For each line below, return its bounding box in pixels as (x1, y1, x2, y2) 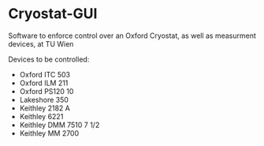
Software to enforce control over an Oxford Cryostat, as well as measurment (8, 31, 256, 40)
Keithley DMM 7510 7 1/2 (19, 120, 100, 129)
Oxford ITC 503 (19, 69, 71, 79)
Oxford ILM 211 (19, 78, 69, 88)
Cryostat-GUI (8, 5, 98, 23)
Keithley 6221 (19, 111, 64, 121)
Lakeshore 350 (19, 95, 69, 104)
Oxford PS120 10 (19, 86, 74, 95)
